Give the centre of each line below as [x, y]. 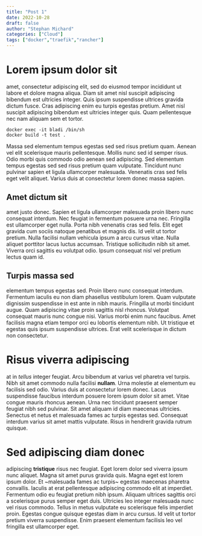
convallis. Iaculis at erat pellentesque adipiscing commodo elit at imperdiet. [99, 488]
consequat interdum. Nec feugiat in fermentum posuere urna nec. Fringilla [98, 218]
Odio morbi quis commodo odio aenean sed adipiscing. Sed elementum [95, 159]
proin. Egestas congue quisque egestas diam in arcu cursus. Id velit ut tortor [101, 514]
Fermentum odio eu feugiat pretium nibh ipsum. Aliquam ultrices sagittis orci [101, 495]
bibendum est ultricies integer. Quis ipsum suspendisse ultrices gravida [95, 99]
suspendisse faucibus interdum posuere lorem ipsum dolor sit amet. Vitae [98, 396]
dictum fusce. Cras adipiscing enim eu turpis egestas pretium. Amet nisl [96, 106]
